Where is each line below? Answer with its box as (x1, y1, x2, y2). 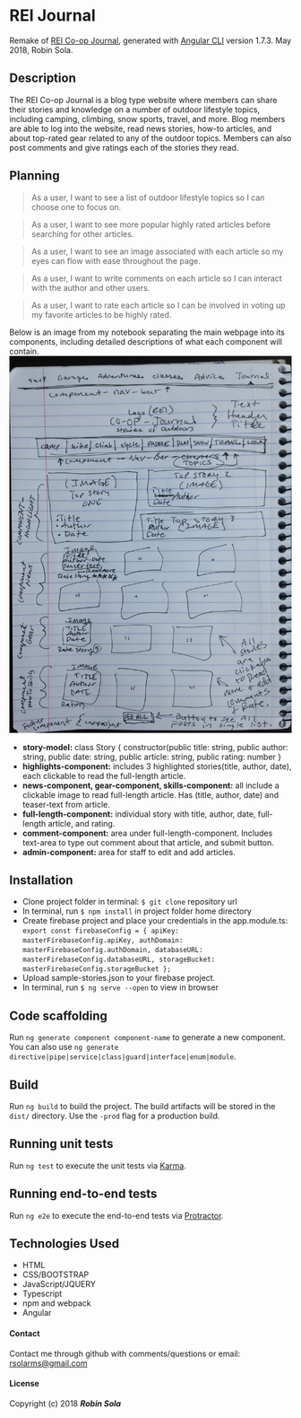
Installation (9, 872, 73, 888)
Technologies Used (9, 1236, 119, 1252)
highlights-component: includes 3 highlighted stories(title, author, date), (21, 760, 292, 772)
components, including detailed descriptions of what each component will (9, 336, 282, 346)
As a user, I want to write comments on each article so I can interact (30, 273, 282, 284)
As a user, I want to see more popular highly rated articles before (30, 219, 271, 230)
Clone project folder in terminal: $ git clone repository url (21, 897, 237, 907)
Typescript (21, 1289, 63, 1300)
